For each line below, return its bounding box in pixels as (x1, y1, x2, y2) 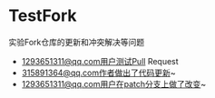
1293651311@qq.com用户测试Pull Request (21, 55, 179, 66)
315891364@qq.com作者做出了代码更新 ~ (21, 67, 176, 78)
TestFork (8, 5, 78, 26)
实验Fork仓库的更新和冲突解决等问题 (8, 36, 145, 47)
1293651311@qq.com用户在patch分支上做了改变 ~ (21, 78, 206, 89)
